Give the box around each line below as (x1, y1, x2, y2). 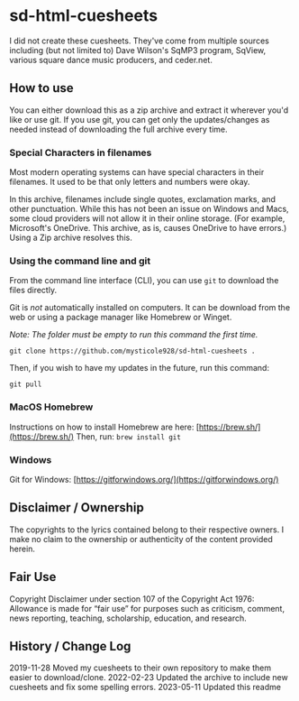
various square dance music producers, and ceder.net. (9, 54, 213, 65)
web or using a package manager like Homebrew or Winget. (9, 312, 232, 323)
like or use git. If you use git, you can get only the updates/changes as (9, 114, 270, 125)
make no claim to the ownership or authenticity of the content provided (9, 533, 273, 544)
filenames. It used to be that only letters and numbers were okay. (9, 177, 250, 188)
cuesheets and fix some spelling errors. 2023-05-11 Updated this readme (9, 682, 282, 693)
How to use (9, 80, 74, 96)
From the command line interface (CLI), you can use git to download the (9, 275, 279, 286)
